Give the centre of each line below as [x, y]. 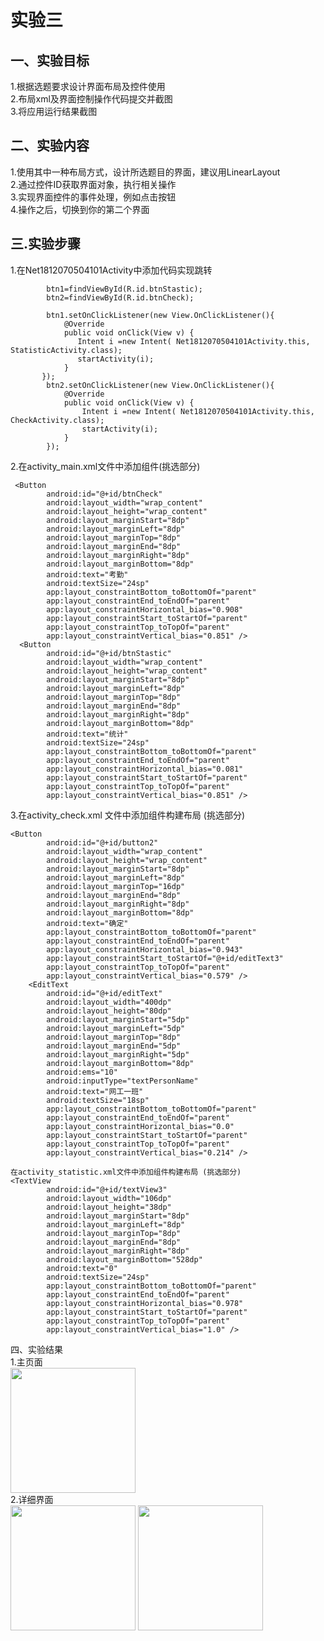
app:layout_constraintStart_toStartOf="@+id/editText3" [165, 958]
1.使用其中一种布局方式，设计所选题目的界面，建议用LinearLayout [145, 172]
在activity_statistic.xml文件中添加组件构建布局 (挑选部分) [126, 1172]
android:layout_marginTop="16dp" [116, 886]
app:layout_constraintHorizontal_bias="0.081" [145, 769]
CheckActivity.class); [57, 420]
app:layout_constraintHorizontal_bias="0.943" [145, 949]
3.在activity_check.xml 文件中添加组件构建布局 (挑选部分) [127, 815]
